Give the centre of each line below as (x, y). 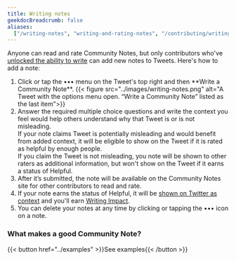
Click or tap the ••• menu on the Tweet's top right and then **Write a (118, 82)
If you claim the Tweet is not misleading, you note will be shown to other (122, 156)
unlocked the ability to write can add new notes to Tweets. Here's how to (113, 61)
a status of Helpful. (45, 171)
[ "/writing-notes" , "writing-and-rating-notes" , (86, 33)
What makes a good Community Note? (74, 234)
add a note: (24, 68)
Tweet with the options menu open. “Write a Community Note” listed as (120, 97)
